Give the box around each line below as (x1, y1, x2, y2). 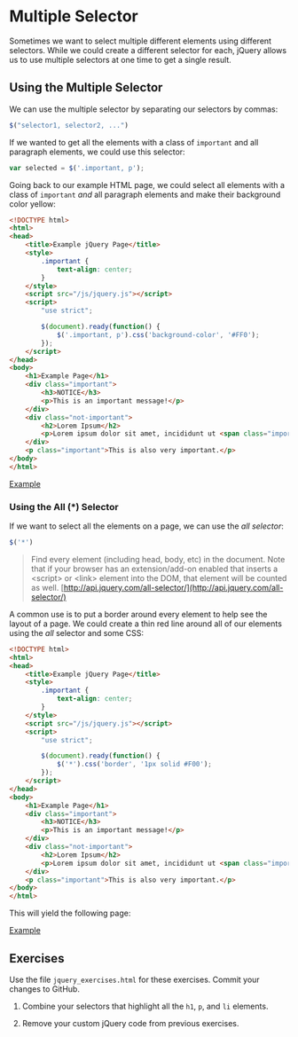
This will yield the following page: (9, 907, 131, 919)
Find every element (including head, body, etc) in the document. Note (30, 554, 286, 564)
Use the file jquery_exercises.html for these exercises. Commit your (9, 974, 260, 985)
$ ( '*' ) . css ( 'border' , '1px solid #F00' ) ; (56, 760, 213, 769)
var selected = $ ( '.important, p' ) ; (9, 163, 145, 172)
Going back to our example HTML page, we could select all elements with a (9, 179, 286, 190)
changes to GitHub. (9, 983, 80, 994)
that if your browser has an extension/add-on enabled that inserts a (30, 563, 278, 574)
